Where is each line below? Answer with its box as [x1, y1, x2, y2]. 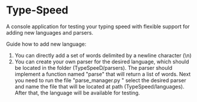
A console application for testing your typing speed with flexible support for [6, 23, 190, 30]
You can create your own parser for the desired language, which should [14, 58, 189, 65]
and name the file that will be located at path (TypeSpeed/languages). [14, 83, 185, 90]
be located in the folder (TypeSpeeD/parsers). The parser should [14, 64, 173, 71]
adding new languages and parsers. [6, 29, 93, 36]
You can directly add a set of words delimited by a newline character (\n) [14, 52, 192, 59]
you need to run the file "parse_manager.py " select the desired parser [14, 77, 186, 84]
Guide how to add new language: [6, 40, 87, 47]
